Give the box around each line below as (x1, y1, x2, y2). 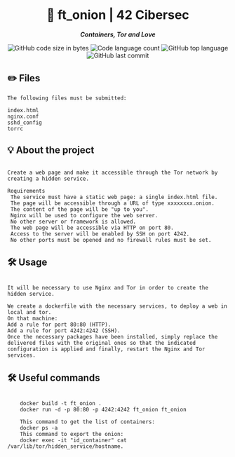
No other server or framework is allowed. (10, 218, 137, 225)
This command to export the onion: (20, 431, 124, 438)
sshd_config (7, 119, 42, 126)
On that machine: (7, 315, 58, 322)
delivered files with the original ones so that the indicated (7, 340, 196, 347)
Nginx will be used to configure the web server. (10, 212, 159, 219)
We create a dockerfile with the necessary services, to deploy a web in (7, 303, 228, 310)
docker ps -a (20, 425, 58, 432)
